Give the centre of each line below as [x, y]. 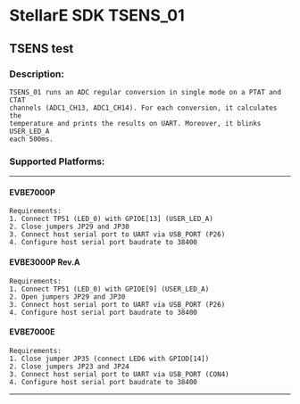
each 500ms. [31, 139]
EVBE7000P [33, 192]
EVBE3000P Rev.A [45, 262]
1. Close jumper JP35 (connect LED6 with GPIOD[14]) [109, 359]
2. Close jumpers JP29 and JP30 [69, 227]
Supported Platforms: [57, 161]
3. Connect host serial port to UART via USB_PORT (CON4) [119, 374]
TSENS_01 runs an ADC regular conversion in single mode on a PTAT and [145, 92]
